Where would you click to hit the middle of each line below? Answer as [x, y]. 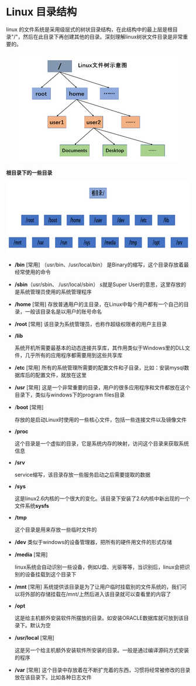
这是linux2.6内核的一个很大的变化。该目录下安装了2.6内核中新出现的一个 [102, 498]
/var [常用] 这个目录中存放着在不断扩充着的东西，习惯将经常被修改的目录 [102, 670]
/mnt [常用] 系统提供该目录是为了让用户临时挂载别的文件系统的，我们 [98, 586]
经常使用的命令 [32, 272]
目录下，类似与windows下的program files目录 [69, 395]
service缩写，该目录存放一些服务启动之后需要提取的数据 [82, 474]
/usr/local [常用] [34, 637]
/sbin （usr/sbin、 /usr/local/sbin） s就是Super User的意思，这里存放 [98, 284]
